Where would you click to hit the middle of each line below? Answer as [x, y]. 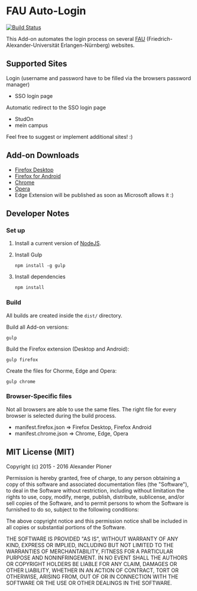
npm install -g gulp [40, 266]
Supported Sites [37, 64]
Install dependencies [40, 277]
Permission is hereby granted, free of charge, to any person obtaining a [93, 478]
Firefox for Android [38, 176]
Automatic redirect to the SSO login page [56, 107]
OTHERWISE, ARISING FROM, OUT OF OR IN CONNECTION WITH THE [92, 576]
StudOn [24, 119]
